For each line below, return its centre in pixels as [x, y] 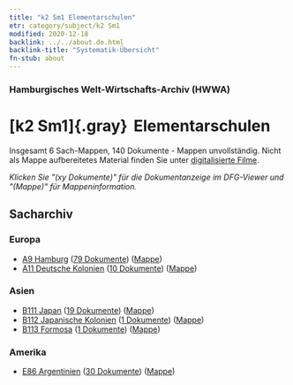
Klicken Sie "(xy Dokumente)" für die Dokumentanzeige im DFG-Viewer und [146, 177]
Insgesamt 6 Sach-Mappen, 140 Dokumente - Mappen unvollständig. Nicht [145, 150]
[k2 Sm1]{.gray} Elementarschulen [140, 126]
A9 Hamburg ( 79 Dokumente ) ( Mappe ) [92, 258]
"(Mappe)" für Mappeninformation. [73, 186]
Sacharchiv [41, 215]
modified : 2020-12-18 [49, 34]
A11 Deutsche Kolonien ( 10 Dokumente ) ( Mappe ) [109, 268]
